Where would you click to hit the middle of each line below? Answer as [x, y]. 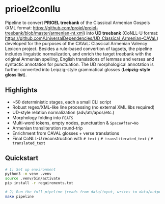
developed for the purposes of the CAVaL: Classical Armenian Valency [76, 43]
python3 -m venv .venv [28, 174]
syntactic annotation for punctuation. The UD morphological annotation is [79, 64]
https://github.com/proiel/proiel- [65, 27]
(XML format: [18, 27]
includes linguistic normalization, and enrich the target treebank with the [78, 54]
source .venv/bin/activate [33, 178]
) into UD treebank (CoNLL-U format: [121, 33]
